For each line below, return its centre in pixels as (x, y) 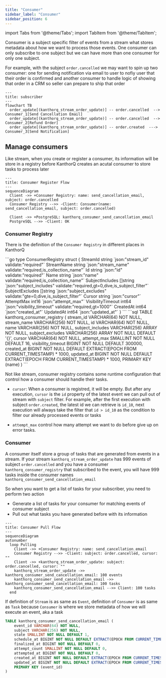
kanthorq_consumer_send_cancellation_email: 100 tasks (63, 584)
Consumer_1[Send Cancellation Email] (44, 114)
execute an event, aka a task (34, 612)
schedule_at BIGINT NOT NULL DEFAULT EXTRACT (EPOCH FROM (74, 639)
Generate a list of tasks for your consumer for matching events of (79, 503)
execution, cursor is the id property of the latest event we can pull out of (86, 394)
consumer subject (31, 509)
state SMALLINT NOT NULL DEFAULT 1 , (52, 635)
